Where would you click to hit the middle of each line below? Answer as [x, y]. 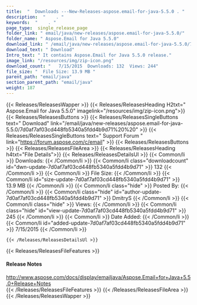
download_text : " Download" [40, 50]
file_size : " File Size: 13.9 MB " [51, 72]
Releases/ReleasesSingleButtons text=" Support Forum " [74, 135]
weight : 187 [21, 88]
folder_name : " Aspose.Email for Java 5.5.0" [62, 39]
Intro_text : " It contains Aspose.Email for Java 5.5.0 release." [89, 55]
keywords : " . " [31, 22]
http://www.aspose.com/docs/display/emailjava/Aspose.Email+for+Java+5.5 [98, 277]
